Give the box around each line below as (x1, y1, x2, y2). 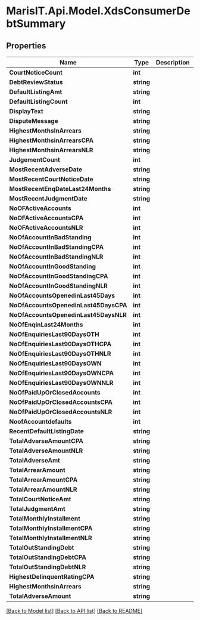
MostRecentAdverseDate (9, 165, 82, 174)
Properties (6, 41, 46, 51)
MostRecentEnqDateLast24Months (9, 185, 111, 193)
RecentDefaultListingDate (9, 427, 85, 435)
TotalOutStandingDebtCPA (9, 553, 86, 562)
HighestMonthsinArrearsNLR (9, 146, 93, 154)
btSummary (6, 17, 66, 30)
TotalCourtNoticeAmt (9, 495, 71, 503)
